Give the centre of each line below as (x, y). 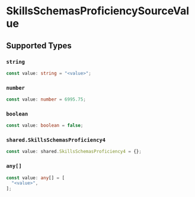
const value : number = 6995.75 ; (46, 99)
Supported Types (39, 46)
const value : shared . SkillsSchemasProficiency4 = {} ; (74, 152)
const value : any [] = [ (36, 178)
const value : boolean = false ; (45, 126)
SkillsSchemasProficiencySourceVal (98, 11)
